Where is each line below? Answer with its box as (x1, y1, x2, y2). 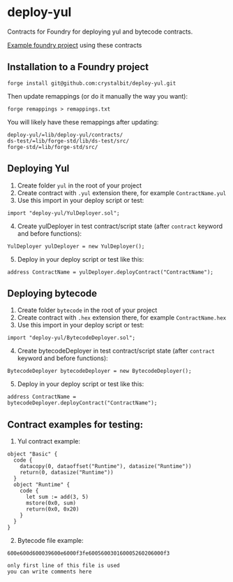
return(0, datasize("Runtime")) (20, 469, 114, 476)
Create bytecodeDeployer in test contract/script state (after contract (17, 347, 215, 355)
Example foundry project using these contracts (7, 41, 142, 49)
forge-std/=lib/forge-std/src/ (7, 143, 98, 150)
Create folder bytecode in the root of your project (17, 306, 158, 315)
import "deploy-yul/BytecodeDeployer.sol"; (7, 334, 136, 341)
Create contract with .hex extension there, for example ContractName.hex (17, 313, 227, 322)
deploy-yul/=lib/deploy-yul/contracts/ (7, 131, 123, 139)
